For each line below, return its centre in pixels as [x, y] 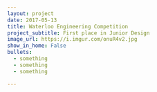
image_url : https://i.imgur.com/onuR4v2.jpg [72, 39]
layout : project [30, 13]
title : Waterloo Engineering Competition [68, 26]
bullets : [20, 53]
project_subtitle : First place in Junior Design [78, 33]
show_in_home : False [37, 46]
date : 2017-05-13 [32, 20]
